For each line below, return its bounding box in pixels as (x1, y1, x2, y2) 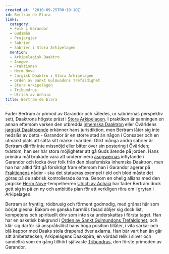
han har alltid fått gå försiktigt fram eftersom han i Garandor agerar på (5, 164, 150, 171)
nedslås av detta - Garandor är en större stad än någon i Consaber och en (5, 132, 159, 138)
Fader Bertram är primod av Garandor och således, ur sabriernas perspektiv (5, 111, 163, 117)
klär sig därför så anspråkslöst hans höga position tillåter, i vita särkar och (5, 223, 158, 229)
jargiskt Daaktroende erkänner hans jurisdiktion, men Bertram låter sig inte (5, 127, 160, 133)
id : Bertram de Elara (5, 12, 51, 17)
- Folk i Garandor (10, 26, 49, 31)
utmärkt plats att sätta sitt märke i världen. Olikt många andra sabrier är (5, 138, 153, 144)
